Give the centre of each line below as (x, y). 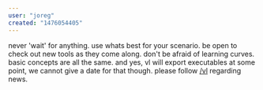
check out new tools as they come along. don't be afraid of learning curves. (131, 54)
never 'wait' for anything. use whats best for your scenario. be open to (123, 45)
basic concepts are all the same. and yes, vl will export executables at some (131, 62)
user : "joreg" (32, 15)
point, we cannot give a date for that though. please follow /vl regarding (125, 70)
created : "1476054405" (45, 23)
